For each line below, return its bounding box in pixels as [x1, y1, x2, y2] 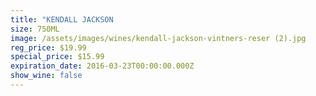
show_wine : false [10, 71, 83, 81]
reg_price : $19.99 [10, 42, 87, 53]
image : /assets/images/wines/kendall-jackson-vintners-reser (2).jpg [10, 33, 307, 43]
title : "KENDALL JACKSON [10, 14, 114, 25]
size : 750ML [10, 24, 60, 34]
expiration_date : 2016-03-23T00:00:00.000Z [10, 61, 195, 71]
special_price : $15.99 [10, 52, 105, 62]
